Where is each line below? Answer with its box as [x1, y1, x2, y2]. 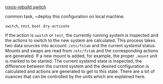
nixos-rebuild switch [5, 4, 47, 10]
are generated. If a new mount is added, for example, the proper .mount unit [5, 53, 158, 59]
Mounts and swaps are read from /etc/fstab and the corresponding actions [5, 48, 158, 53]
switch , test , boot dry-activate [5, 23, 70, 29]
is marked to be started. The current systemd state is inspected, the [5, 58, 142, 64]
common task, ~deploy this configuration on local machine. [5, 14, 125, 19]
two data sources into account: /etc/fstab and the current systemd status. [5, 43, 156, 48]
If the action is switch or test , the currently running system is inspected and [5, 33, 159, 38]
